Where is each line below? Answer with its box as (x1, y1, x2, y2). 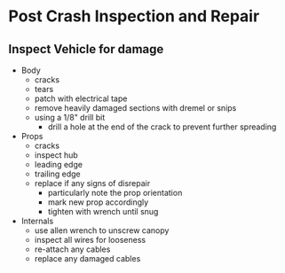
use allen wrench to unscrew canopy (34, 225, 170, 236)
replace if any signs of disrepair (34, 178, 151, 188)
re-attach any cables (34, 244, 111, 254)
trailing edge (34, 168, 81, 179)
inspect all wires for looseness (34, 235, 146, 245)
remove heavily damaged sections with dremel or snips (34, 103, 237, 113)
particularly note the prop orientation (47, 188, 183, 198)
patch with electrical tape (34, 93, 128, 104)
